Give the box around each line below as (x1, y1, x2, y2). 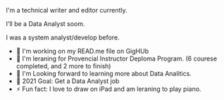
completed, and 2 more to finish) (15, 62, 111, 70)
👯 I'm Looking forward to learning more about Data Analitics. (15, 70, 192, 77)
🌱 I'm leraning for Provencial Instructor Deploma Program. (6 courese (15, 54, 218, 63)
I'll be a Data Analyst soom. (6, 20, 85, 27)
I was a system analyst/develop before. (6, 33, 120, 42)
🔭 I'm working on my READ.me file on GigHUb (15, 47, 149, 55)
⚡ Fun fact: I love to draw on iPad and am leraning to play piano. (15, 85, 201, 93)
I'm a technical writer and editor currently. (6, 6, 127, 14)
